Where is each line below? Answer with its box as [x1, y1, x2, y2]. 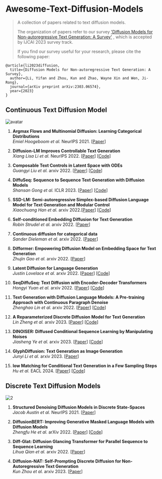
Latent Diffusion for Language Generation [12, 265, 98, 271]
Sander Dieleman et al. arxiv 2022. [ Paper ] [12, 236, 98, 242]
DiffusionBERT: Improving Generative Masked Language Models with [12, 418, 154, 425]
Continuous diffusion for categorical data [12, 231, 98, 237]
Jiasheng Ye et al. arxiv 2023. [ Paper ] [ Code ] [12, 338, 103, 345]
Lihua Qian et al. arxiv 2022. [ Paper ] [12, 448, 86, 454]
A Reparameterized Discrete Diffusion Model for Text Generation [12, 314, 146, 319]
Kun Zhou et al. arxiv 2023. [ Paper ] [12, 468, 83, 474]
